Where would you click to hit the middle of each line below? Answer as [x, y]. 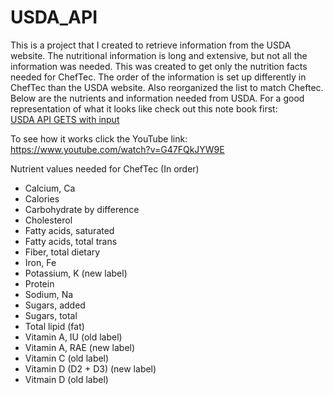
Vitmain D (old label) [66, 379]
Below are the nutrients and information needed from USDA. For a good [157, 98]
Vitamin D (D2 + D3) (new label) [90, 368]
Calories [42, 198]
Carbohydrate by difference [82, 209]
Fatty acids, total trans [71, 241]
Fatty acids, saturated [69, 230]
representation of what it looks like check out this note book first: [144, 108]
